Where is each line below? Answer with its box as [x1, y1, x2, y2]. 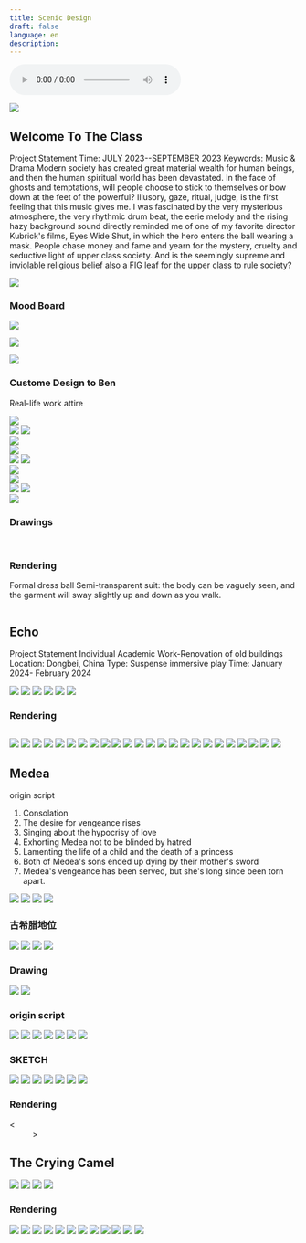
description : [9, 38, 59, 48]
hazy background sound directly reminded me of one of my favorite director [9, 221, 296, 232]
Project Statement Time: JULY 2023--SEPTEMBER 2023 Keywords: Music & [9, 153, 296, 164]
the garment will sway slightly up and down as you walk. [9, 590, 222, 601]
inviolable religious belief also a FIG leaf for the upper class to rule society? [9, 259, 292, 270]
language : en [9, 30, 59, 39]
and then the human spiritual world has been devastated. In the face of [9, 173, 277, 184]
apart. [22, 876, 46, 887]
